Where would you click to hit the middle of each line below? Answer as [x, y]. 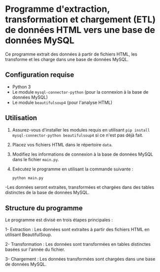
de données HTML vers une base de [80, 30]
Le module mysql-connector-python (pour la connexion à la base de [80, 92]
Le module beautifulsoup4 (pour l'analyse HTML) [62, 102]
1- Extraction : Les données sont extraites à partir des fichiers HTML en [78, 230]
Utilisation [21, 118]
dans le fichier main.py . [36, 159]
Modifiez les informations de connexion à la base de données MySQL [83, 154]
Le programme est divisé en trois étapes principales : [59, 220]
